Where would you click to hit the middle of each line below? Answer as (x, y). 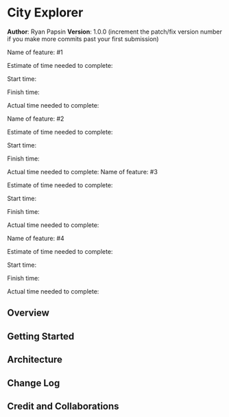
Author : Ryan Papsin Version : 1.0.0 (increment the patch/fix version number (115, 32)
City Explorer (45, 13)
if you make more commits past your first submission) (83, 38)
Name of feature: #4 (36, 238)
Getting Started (41, 336)
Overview (28, 313)
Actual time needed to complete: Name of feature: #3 (82, 171)
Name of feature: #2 (36, 119)
